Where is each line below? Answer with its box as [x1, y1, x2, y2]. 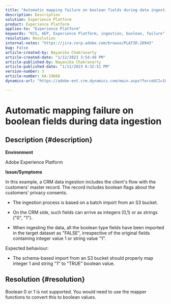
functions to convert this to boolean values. [5, 294, 97, 300]
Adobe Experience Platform [5, 159, 63, 165]
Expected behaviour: [5, 245, 49, 251]
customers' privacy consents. [5, 189, 68, 196]
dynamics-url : [5, 78, 36, 83]
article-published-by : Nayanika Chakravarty [5, 59, 101, 65]
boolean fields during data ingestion [5, 115, 162, 127]
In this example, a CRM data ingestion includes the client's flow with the [5, 178, 156, 185]
